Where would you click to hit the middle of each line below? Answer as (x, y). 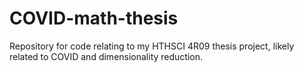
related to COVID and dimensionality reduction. (106, 56)
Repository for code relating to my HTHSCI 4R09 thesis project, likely (152, 46)
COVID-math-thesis (94, 18)
